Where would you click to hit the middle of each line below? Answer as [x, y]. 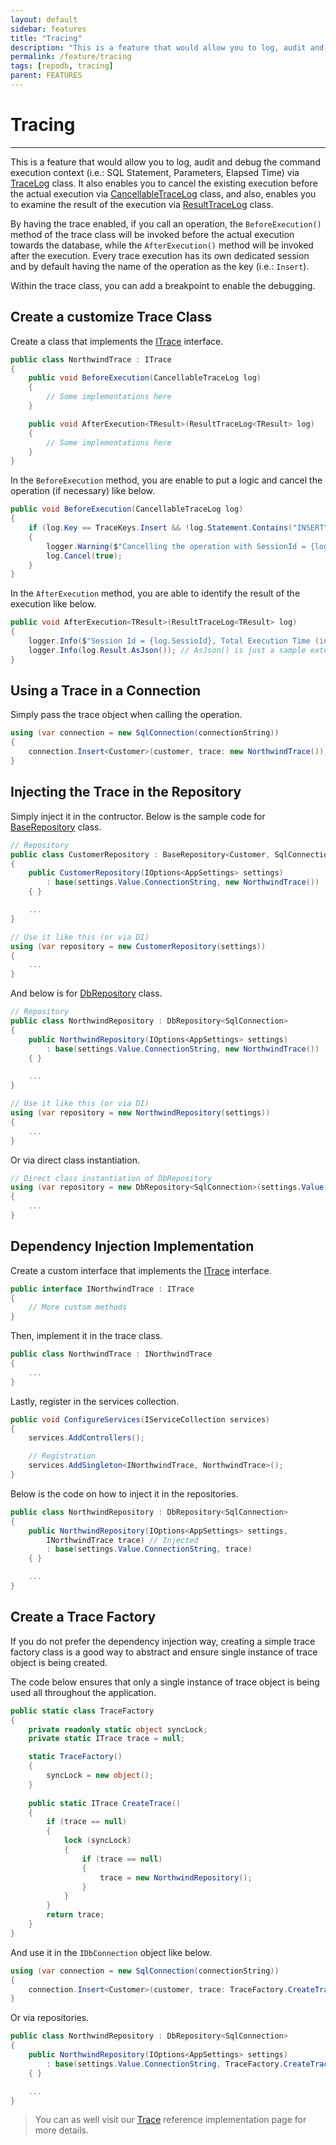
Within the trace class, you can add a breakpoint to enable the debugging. [163, 285]
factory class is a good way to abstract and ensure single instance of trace [164, 1652]
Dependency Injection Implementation [132, 1246]
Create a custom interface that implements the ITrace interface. [141, 1270]
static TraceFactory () [75, 1757]
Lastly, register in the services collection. [95, 1401]
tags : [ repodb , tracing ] [62, 66]
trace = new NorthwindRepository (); [176, 1877]
